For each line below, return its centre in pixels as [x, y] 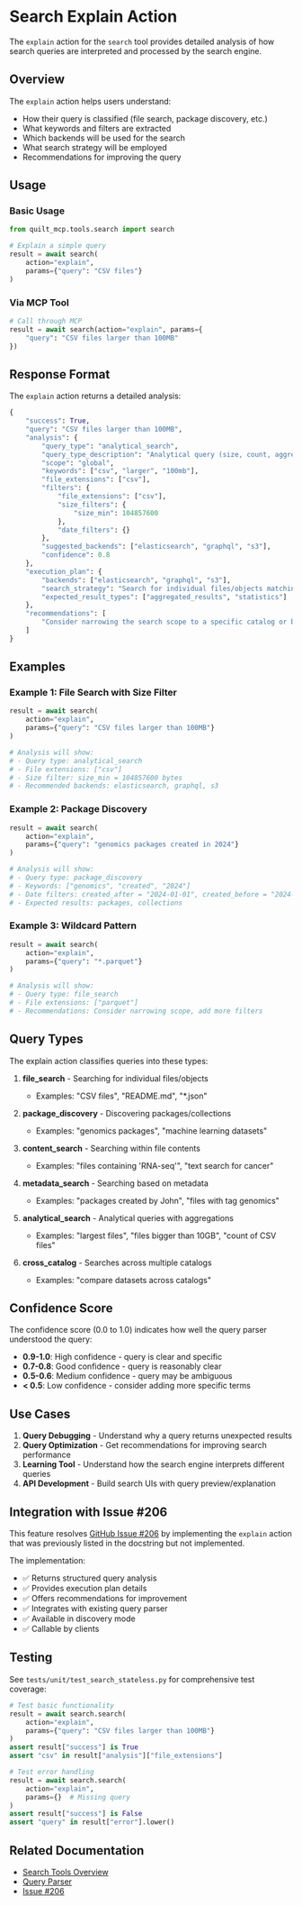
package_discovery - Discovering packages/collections [127, 1113]
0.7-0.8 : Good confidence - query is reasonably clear [122, 1366]
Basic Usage [37, 211]
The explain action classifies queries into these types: [109, 1061]
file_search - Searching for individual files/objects [115, 1078]
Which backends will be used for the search [104, 138]
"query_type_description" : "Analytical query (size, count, [156, 454]
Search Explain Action [93, 17]
